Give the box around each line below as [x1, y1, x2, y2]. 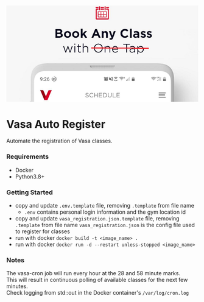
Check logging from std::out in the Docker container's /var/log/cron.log [6, 289, 189, 297]
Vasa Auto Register [6, 117, 105, 131]
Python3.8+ [15, 173, 45, 180]
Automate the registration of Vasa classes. [6, 137, 113, 145]
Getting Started [6, 188, 53, 197]
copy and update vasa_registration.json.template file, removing [15, 215, 180, 222]
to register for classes [15, 228, 70, 235]
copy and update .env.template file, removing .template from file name [15, 202, 195, 209]
